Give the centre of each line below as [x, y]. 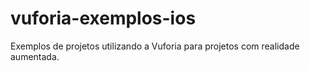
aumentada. [35, 56]
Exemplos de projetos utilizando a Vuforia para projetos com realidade [155, 46]
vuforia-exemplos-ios [103, 18]
